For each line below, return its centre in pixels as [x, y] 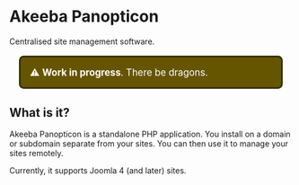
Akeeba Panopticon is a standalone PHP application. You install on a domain [150, 134]
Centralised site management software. [82, 41]
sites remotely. [36, 154]
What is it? [40, 113]
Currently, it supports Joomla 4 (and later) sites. [98, 171]
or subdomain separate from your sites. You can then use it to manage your [149, 144]
